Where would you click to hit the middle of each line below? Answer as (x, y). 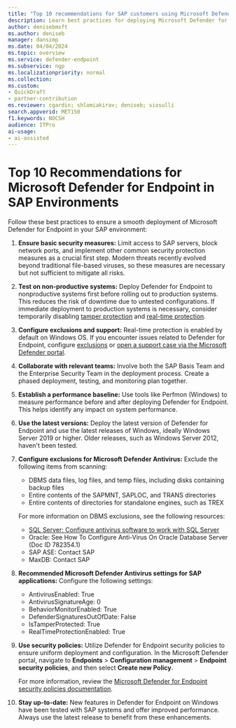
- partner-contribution (43, 99)
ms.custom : (24, 86)
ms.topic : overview (36, 53)
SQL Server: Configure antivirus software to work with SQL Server (124, 530)
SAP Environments (63, 203)
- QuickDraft (27, 92)
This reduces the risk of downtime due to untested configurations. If (116, 301)
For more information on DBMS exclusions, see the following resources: (122, 516)
